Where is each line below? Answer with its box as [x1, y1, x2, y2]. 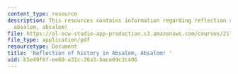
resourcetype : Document [7, 43, 78, 50]
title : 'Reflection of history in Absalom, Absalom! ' [7, 50, 173, 57]
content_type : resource [7, 10, 78, 18]
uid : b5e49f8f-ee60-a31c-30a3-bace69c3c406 [7, 56, 138, 63]
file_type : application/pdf [7, 37, 91, 44]
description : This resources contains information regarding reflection [7, 17, 227, 24]
